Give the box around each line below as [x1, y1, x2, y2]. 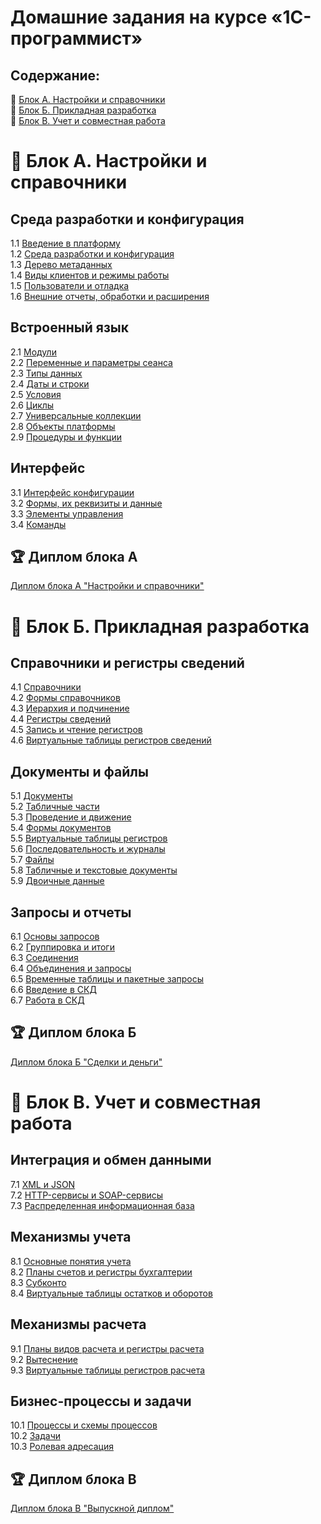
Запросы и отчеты [10, 904, 132, 921]
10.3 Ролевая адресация [10, 1441, 114, 1453]
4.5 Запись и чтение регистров [10, 724, 143, 736]
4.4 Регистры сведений [10, 713, 112, 725]
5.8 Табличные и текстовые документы [10, 864, 178, 876]
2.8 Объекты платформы [10, 420, 116, 432]
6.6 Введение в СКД [10, 984, 97, 996]
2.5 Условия [10, 388, 62, 400]
